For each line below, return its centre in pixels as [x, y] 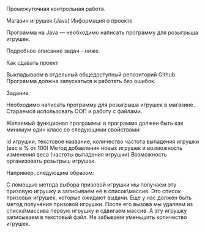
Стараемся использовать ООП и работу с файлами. [74, 111]
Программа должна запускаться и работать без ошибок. [81, 81]
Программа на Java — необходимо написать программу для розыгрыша [102, 32]
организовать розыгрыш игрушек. [51, 161]
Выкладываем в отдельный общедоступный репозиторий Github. [91, 75]
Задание [17, 93]
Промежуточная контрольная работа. [56, 9]
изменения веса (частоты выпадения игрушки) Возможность [87, 154]
